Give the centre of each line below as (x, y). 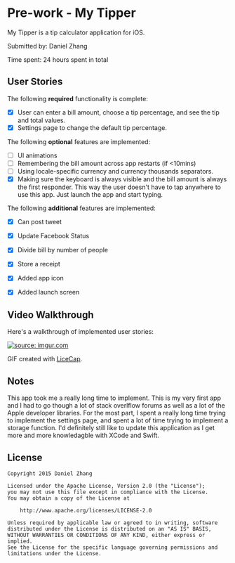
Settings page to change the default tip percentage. (92, 127)
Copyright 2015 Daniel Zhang (50, 473)
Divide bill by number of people (63, 250)
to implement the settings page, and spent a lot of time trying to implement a (118, 420)
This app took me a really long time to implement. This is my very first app (114, 398)
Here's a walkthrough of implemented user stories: (81, 332)
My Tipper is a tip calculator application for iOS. (76, 32)
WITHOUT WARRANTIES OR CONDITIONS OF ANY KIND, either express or (106, 535)
